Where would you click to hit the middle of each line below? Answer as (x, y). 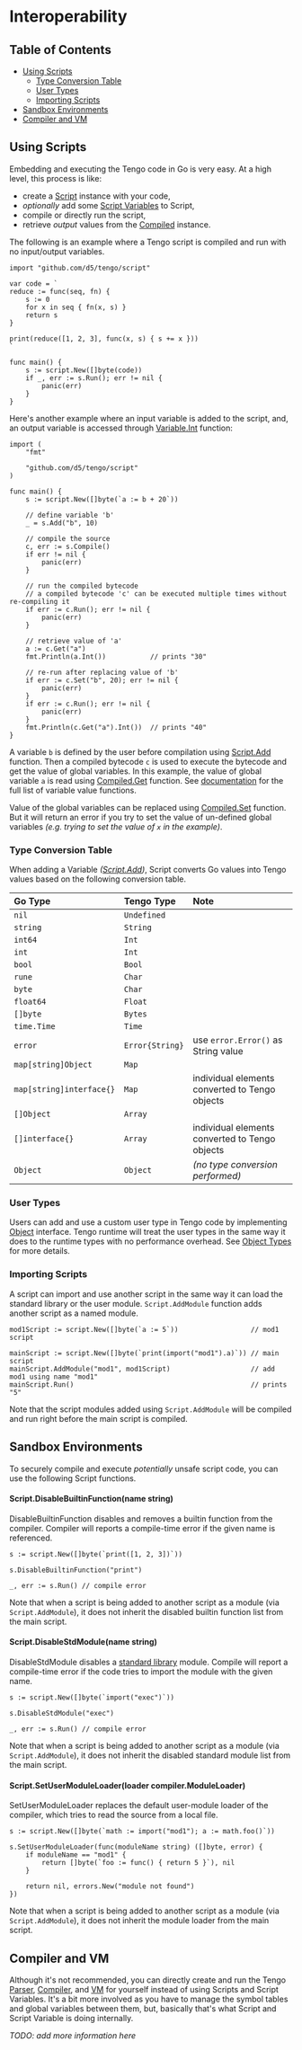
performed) (217, 1176)
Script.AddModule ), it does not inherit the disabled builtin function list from (147, 1611)
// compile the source (68, 538)
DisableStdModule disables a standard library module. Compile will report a (149, 1662)
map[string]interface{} (65, 1090)
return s (42, 315)
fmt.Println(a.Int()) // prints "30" (116, 657)
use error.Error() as (238, 1040)
